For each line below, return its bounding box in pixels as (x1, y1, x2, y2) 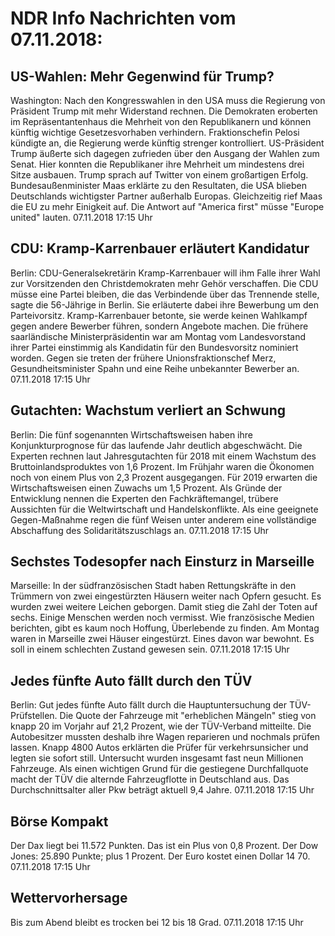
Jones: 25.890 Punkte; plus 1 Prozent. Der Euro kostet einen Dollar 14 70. (10, 850, 311, 862)
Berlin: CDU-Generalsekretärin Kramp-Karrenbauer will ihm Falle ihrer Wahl (10, 267, 321, 279)
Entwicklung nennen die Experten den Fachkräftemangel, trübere (10, 492, 279, 504)
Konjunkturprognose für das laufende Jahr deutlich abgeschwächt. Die (10, 439, 303, 451)
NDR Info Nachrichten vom (10, 7, 237, 30)
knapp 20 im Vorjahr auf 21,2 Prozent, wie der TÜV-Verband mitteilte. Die (10, 720, 312, 732)
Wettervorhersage (10, 890, 128, 907)
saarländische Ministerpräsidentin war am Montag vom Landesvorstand (10, 330, 307, 342)
